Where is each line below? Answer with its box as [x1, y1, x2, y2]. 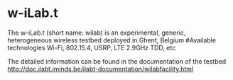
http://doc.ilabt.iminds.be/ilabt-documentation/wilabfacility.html [7, 64, 194, 73]
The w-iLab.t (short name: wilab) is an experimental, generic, [7, 28, 186, 37]
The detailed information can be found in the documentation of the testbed [7, 57, 227, 65]
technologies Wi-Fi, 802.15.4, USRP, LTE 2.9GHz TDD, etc [7, 43, 176, 52]
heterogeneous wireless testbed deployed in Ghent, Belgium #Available [7, 35, 217, 44]
